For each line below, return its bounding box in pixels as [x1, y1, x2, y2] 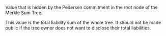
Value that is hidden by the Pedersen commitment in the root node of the [5, 5, 158, 10]
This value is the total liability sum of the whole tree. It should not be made [5, 20, 161, 25]
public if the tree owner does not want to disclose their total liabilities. [5, 25, 151, 31]
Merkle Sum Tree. [5, 10, 43, 16]
